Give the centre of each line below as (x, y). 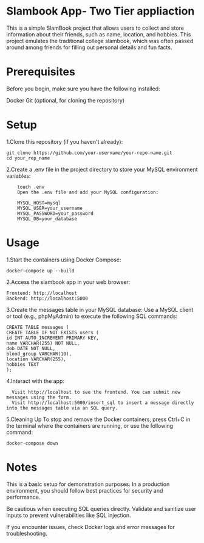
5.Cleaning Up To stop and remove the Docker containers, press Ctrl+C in (98, 419)
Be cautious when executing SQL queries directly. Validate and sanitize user (101, 508)
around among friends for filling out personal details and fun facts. (89, 47)
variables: (19, 176)
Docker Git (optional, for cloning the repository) (66, 100)
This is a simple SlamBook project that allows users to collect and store (95, 28)
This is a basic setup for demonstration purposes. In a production (88, 484)
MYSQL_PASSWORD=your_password (56, 214)
